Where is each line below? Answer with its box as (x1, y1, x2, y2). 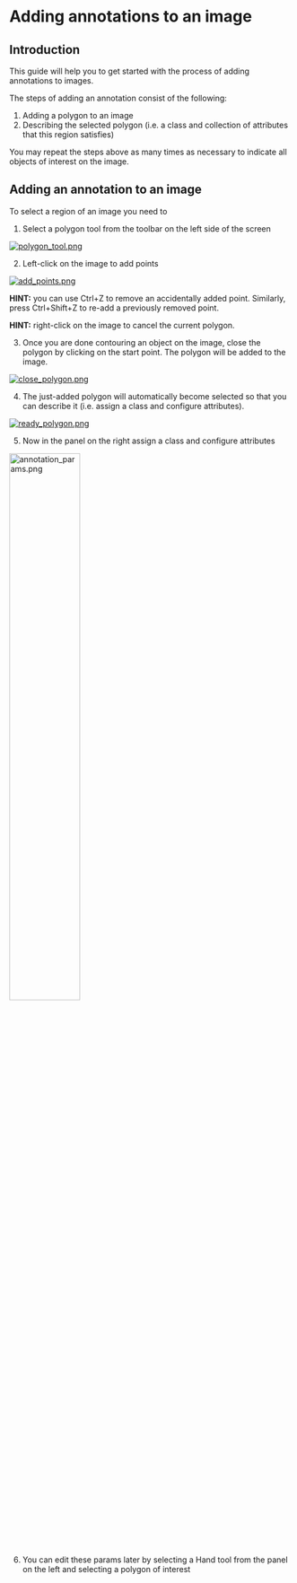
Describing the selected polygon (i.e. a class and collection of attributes (22, 119, 289, 130)
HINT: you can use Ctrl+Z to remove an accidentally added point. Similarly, (9, 293, 286, 303)
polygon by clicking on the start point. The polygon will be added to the (22, 346, 286, 357)
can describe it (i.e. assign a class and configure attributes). (22, 400, 245, 411)
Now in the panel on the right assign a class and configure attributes (22, 435, 275, 446)
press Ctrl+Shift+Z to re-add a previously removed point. (9, 302, 220, 313)
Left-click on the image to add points (22, 258, 159, 268)
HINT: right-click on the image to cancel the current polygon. (9, 319, 235, 330)
